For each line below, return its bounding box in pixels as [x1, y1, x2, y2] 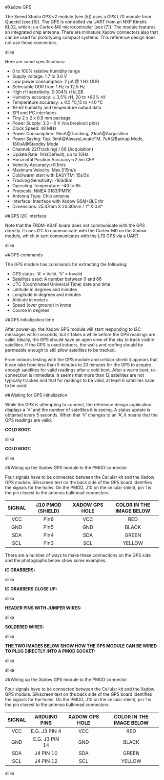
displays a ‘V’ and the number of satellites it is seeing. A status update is [5, 407, 150, 413]
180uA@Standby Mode [12, 141, 59, 146]
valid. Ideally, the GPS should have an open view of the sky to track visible [5, 337, 155, 342]
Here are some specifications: [5, 59, 65, 64]
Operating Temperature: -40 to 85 [12, 183, 81, 188]
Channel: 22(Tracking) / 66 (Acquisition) [12, 146, 94, 152]
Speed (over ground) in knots [12, 302, 72, 308]
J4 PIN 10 [34, 750, 58, 756]
